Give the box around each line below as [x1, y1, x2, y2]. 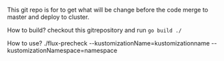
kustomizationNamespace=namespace [7, 47, 118, 54]
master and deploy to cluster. [7, 13, 90, 21]
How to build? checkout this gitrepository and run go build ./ [7, 26, 182, 34]
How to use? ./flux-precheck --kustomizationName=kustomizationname [7, 39, 210, 47]
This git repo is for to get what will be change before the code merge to [7, 6, 209, 14]
